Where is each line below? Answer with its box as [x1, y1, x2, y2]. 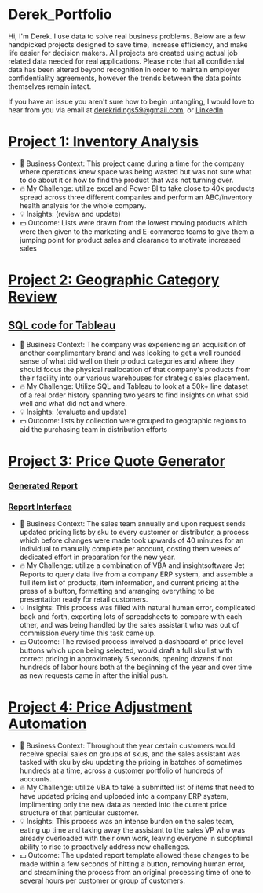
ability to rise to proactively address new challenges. [19, 842, 190, 851]
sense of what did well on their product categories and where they [19, 356, 236, 366]
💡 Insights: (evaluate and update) [19, 407, 127, 416]
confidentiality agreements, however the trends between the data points [8, 73, 242, 82]
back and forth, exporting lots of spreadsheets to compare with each [19, 612, 243, 621]
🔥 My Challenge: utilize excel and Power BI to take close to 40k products [19, 183, 255, 193]
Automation [8, 715, 87, 733]
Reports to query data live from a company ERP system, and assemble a [19, 569, 254, 579]
